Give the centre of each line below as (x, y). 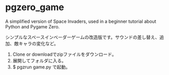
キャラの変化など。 (39, 43)
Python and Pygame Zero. (32, 26)
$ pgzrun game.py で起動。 (41, 67)
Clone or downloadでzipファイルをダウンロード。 (64, 54)
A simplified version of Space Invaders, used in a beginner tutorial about (81, 21)
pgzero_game (35, 7)
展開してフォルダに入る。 (39, 60)
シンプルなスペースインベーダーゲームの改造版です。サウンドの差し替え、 (82, 37)
